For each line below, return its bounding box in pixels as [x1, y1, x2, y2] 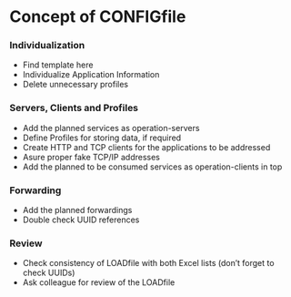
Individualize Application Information [22, 69, 160, 80]
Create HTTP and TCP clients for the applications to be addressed [22, 141, 271, 152]
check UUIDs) [22, 267, 75, 279]
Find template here [22, 59, 94, 70]
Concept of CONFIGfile [9, 6, 186, 27]
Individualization [9, 39, 85, 52]
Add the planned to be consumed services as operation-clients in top [22, 161, 283, 172]
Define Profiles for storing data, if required [22, 132, 182, 143]
